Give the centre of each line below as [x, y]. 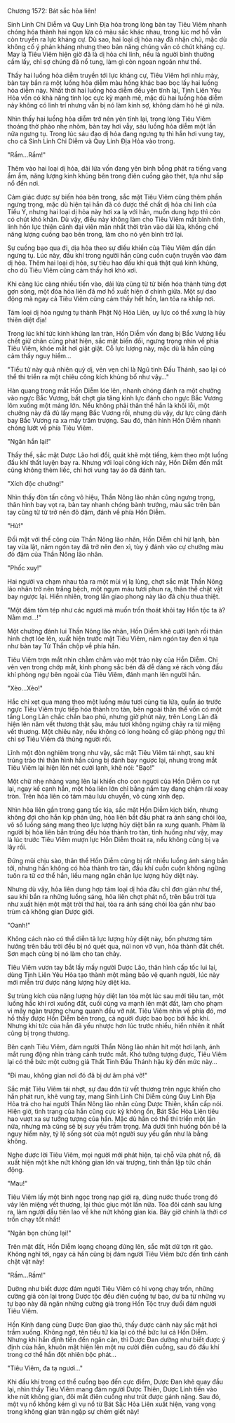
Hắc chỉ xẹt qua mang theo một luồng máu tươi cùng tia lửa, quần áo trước [114, 702]
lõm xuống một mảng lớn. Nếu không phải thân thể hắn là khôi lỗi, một [108, 405]
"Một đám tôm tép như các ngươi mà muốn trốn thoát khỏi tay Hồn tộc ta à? [116, 610]
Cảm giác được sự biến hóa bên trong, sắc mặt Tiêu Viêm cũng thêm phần [115, 197]
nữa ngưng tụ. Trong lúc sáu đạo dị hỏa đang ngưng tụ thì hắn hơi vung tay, [116, 134]
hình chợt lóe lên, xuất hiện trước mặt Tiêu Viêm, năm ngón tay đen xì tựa [113, 638]
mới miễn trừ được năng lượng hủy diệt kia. [69, 982]
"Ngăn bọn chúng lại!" [39, 1233]
